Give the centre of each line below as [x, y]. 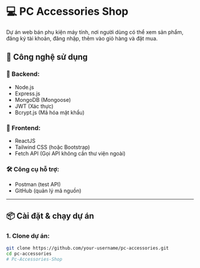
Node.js [24, 87]
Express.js [27, 94]
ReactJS [25, 141]
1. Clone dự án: [28, 236]
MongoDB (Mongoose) [43, 99]
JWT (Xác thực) [34, 106]
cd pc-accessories [29, 254]
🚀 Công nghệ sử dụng [47, 57]
